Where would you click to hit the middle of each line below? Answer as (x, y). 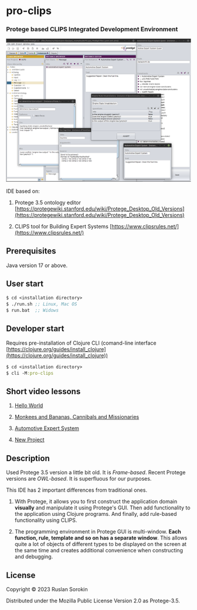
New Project (30, 440)
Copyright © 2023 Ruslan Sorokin (47, 589)
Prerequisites (31, 251)
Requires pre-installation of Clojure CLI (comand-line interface (81, 343)
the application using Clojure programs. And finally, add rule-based (96, 514)
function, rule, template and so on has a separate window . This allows (101, 538)
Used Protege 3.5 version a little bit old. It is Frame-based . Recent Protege (96, 472)
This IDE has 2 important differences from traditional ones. (77, 490)
